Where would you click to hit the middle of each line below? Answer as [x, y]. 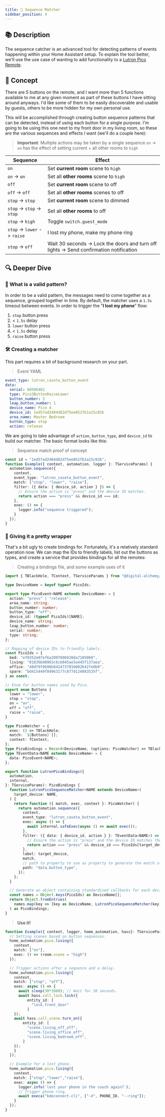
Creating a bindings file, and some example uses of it [71, 567]
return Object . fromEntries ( [38, 900]
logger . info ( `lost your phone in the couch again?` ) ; [74, 1087]
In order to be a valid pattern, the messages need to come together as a [78, 295]
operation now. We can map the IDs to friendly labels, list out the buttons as [82, 552]
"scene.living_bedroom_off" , [57, 1037]
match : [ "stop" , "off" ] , [39, 982]
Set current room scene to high [84, 169]
